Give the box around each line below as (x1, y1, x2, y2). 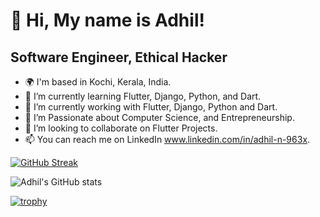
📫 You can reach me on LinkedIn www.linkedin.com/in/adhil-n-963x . (24, 134, 311, 145)
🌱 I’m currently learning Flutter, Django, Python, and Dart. (24, 90, 262, 102)
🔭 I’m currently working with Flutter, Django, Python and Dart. (24, 101, 278, 113)
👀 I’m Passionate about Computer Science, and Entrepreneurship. (24, 112, 295, 123)
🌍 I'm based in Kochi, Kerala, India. (24, 76, 172, 88)
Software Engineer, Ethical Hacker (10, 49, 228, 66)
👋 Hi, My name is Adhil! (10, 9, 205, 32)
